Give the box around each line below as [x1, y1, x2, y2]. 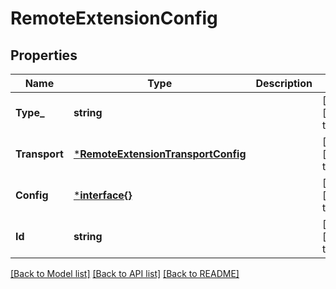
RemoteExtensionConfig [10, 7, 218, 30]
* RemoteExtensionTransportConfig [73, 147, 247, 161]
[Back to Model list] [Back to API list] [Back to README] [10, 268, 240, 279]
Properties [10, 47, 78, 64]
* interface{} [73, 188, 133, 202]
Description [255, 77, 313, 90]
